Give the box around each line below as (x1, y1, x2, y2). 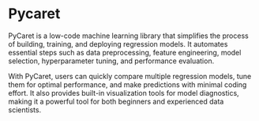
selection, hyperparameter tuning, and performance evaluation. (8, 56, 215, 66)
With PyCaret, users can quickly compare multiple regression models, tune (8, 71, 252, 81)
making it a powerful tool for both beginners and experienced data (8, 96, 224, 106)
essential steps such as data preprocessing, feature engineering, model (8, 47, 242, 57)
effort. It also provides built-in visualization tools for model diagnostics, (8, 88, 239, 97)
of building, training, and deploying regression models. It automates (8, 39, 228, 48)
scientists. (8, 104, 42, 115)
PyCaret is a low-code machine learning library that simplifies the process (8, 31, 249, 40)
